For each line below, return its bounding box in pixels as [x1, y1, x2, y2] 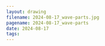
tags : [6, 31, 20, 37]
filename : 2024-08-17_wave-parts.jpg [6, 14, 100, 20]
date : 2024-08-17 [6, 25, 49, 32]
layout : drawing [6, 8, 46, 15]
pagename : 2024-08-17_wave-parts [6, 20, 89, 26]
